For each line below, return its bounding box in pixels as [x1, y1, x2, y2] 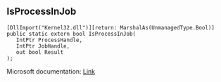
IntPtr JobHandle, [15, 42, 70, 50]
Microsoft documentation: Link [6, 67, 96, 76]
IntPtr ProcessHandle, [15, 36, 82, 43]
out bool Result [15, 48, 64, 55]
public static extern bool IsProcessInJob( [6, 30, 137, 37]
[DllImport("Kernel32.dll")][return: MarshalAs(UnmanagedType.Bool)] [6, 24, 215, 31]
